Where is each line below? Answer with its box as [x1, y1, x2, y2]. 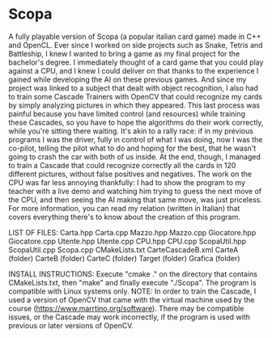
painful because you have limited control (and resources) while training [8, 108, 245, 118]
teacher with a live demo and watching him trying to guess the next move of [8, 186, 262, 196]
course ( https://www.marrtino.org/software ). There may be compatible [8, 303, 244, 313]
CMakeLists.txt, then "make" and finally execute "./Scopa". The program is [8, 277, 257, 287]
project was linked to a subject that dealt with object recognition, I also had [8, 82, 259, 93]
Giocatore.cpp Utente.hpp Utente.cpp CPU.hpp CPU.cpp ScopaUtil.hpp [8, 236, 247, 246]
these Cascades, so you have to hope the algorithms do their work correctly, [8, 117, 264, 127]
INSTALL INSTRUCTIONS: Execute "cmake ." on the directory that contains [8, 268, 257, 279]
